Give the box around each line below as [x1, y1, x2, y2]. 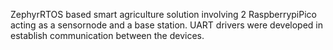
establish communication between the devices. [10, 30, 205, 41]
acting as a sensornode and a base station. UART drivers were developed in [10, 19, 323, 31]
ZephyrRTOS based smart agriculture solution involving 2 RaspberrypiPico [10, 9, 317, 20]
